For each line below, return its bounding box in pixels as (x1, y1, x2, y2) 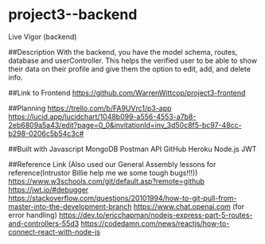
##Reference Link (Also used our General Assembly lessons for (8, 159, 216, 168)
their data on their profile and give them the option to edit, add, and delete (8, 64, 251, 73)
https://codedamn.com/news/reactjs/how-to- (80, 219, 230, 228)
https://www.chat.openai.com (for (133, 201, 245, 211)
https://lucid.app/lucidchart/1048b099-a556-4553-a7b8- (8, 111, 197, 121)
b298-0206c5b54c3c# (8, 129, 84, 138)
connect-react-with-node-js (8, 227, 101, 236)
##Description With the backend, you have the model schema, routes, (8, 47, 238, 56)
